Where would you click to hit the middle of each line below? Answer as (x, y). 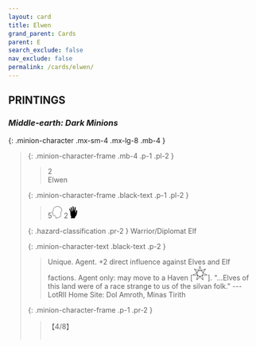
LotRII (57, 294)
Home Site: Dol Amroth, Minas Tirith (127, 294)
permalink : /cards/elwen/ (51, 68)
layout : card (30, 17)
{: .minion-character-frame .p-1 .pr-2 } (90, 309)
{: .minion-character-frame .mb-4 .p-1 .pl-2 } (101, 156)
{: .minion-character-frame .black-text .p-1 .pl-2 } (108, 195)
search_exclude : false (46, 51)
